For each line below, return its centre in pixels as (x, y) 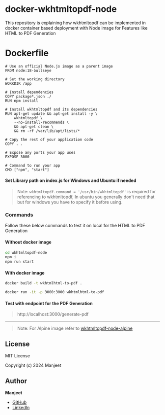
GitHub (19, 402)
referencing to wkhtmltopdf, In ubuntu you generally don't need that (86, 197)
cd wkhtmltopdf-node (26, 252)
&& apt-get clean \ (34, 127)
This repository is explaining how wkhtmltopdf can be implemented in (75, 23)
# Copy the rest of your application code (49, 139)
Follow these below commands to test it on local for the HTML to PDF (75, 226)
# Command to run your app (33, 165)
